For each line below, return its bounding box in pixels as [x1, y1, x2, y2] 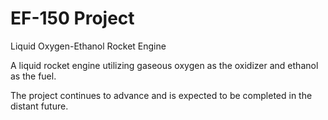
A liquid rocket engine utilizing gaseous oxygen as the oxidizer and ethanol [10, 59, 319, 71]
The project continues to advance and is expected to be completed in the [10, 89, 313, 101]
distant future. [10, 100, 69, 112]
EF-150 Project [10, 7, 135, 30]
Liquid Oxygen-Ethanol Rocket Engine [10, 40, 167, 52]
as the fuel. [10, 70, 57, 82]
